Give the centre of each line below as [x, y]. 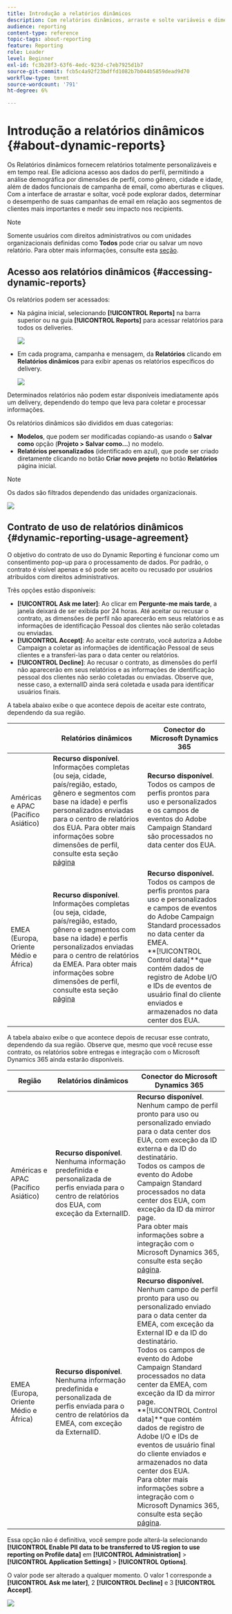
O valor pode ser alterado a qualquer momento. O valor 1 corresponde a [109, 1575]
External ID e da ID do [172, 1333]
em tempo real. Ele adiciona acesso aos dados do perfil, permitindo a [106, 172]
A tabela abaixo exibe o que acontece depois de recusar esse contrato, [108, 1037]
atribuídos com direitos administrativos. [63, 576]
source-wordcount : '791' [43, 84]
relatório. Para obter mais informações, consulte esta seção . [93, 250]
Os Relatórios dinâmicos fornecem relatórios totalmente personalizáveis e [112, 165]
